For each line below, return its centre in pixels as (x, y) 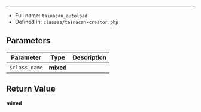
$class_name (26, 67)
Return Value (31, 89)
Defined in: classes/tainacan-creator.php (66, 22)
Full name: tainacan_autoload (51, 15)
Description (89, 57)
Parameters (28, 40)
